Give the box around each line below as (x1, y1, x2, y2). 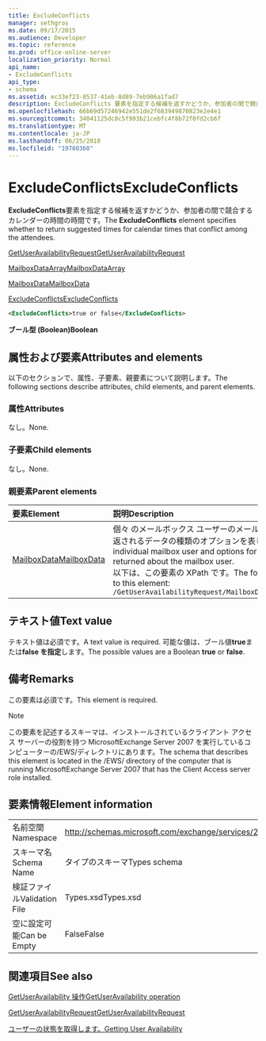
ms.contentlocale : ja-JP (8, 129, 90, 137)
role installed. (8, 772, 53, 782)
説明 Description (112, 508, 174, 519)
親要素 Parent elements (8, 485, 97, 496)
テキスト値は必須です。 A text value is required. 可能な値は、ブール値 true (8, 637, 246, 646)
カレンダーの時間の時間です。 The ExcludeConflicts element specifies (8, 216, 237, 225)
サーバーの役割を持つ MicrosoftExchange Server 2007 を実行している (17, 737, 245, 746)
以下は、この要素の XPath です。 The (112, 567, 249, 578)
